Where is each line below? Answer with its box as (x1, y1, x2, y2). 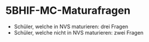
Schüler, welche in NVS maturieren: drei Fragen (13, 23, 129, 30)
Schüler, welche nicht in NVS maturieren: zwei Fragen (13, 29, 144, 36)
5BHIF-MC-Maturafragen (5, 4, 131, 17)
